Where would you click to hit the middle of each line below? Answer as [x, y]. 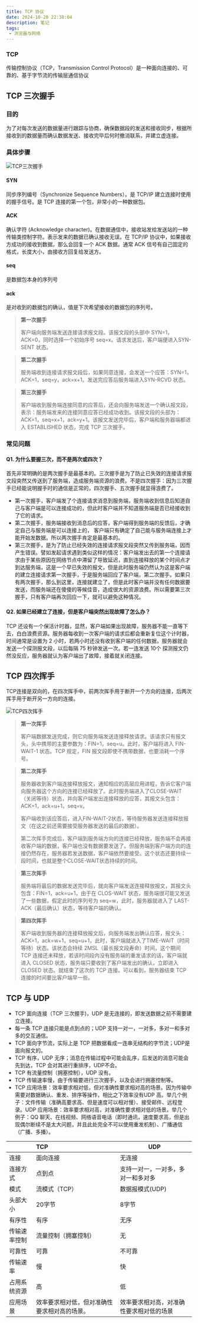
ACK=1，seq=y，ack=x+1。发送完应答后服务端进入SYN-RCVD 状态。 [104, 380]
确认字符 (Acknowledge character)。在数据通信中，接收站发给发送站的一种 [97, 229]
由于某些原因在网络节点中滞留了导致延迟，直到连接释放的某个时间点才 [105, 560]
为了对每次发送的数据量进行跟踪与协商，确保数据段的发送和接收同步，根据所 [99, 128]
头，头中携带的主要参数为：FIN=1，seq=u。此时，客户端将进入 [97, 744]
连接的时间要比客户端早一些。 [57, 978]
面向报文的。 [30, 1051]
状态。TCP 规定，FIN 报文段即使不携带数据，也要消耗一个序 [112, 751]
